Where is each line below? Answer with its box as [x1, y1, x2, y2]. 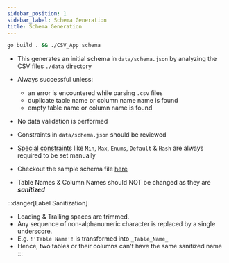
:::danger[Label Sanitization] [7, 199, 88, 207]
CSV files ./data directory [17, 62, 92, 70]
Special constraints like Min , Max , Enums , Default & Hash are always [17, 144, 204, 153]
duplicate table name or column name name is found [27, 96, 178, 105]
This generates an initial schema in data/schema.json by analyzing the [17, 55, 217, 63]
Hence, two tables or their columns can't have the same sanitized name [17, 242, 223, 251]
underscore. [17, 227, 53, 236]
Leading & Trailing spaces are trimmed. [17, 212, 130, 221]
